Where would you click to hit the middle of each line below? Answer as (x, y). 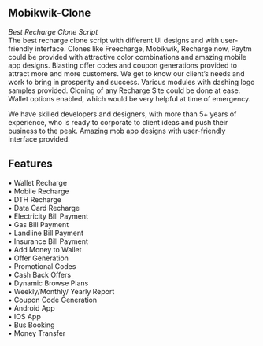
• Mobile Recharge (39, 191)
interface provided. (39, 139)
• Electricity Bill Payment (48, 216)
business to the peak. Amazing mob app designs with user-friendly (117, 131)
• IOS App (25, 316)
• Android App (31, 308)
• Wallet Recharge (38, 182)
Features (30, 164)
